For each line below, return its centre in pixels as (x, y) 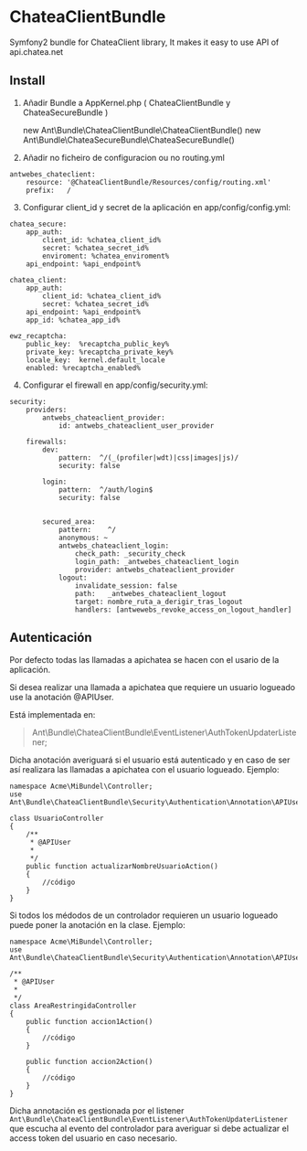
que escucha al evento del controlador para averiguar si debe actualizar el (149, 1128)
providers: (47, 410)
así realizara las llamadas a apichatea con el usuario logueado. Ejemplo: (145, 769)
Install (27, 81)
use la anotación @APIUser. (62, 697)
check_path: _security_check (130, 554)
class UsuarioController (57, 818)
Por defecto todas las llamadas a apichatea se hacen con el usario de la (144, 659)
